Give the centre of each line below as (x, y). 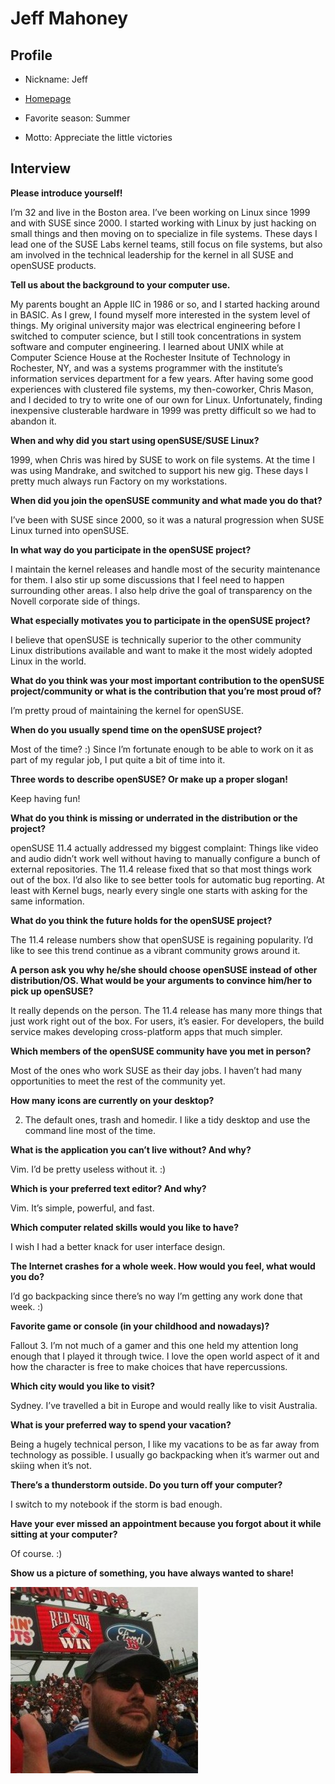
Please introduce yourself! (66, 193)
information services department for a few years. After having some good (162, 378)
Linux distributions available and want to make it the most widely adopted (161, 650)
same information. (47, 901)
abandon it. (33, 421)
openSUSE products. (53, 265)
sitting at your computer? (64, 1534)
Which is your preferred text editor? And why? (108, 1188)
